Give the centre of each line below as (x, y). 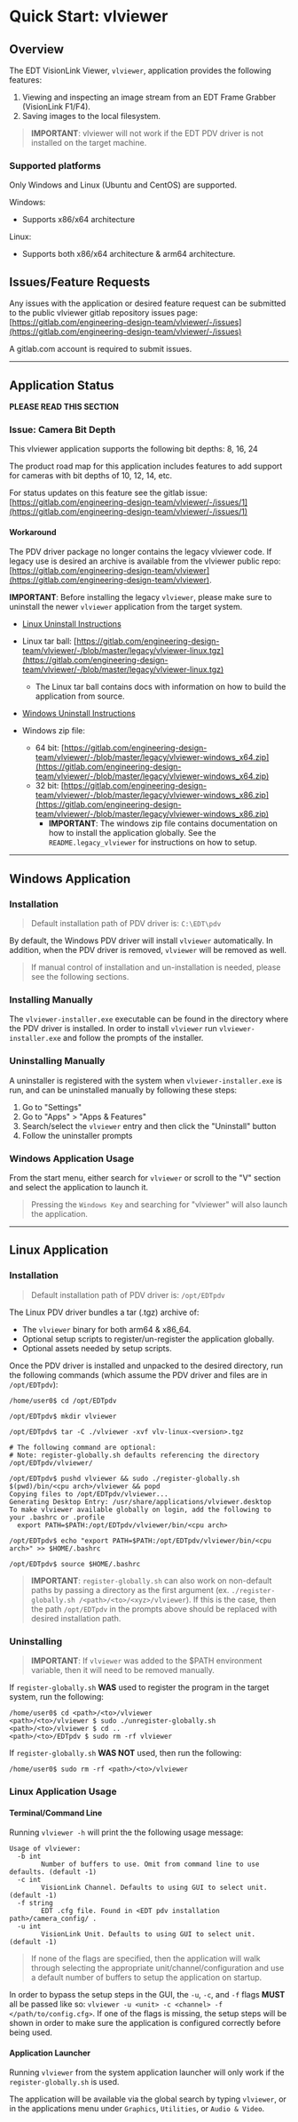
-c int (29, 1880)
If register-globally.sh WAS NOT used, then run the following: (125, 1752)
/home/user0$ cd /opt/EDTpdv (63, 1401)
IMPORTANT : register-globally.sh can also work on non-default (151, 1581)
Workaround (33, 532)
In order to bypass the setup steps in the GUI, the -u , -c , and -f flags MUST (147, 1995)
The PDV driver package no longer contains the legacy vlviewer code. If (141, 552)
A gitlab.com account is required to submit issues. (101, 349)
